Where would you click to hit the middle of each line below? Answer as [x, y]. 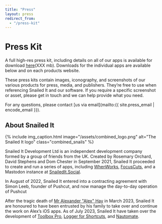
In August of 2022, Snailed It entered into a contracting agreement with [76, 181]
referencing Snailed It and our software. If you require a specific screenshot [81, 90]
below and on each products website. [43, 71]
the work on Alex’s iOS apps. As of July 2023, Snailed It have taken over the [81, 211]
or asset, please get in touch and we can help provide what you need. [74, 95]
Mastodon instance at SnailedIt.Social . [43, 172]
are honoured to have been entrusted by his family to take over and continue [81, 206]
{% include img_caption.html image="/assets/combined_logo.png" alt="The [81, 137]
